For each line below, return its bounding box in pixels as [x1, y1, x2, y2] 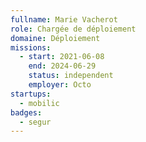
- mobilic [19, 98, 60, 108]
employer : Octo [28, 80, 92, 90]
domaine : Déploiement [10, 33, 101, 43]
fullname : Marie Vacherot [10, 14, 118, 25]
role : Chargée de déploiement [10, 24, 137, 34]
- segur [19, 117, 52, 127]
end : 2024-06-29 [28, 61, 97, 71]
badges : [10, 107, 43, 118]
